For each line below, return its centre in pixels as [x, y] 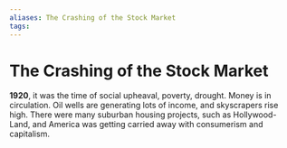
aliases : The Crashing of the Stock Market [93, 18]
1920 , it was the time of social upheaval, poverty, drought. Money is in [140, 96]
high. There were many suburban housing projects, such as [120, 115]
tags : [19, 26]
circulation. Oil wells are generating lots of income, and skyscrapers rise [144, 106]
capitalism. [29, 134]
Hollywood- [255, 115]
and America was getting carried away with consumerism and [148, 125]
